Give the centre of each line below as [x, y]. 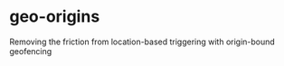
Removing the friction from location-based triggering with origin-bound [142, 42]
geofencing [31, 51]
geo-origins [55, 17]
